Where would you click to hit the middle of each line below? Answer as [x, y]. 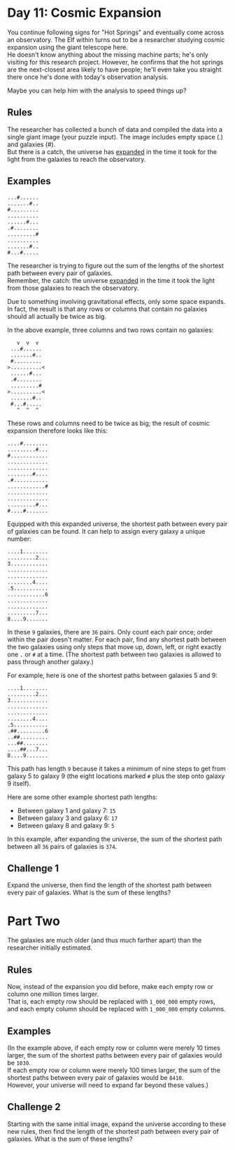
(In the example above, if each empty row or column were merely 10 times [114, 1048]
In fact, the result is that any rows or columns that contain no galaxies [107, 309]
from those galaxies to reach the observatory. [73, 288]
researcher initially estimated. [50, 948]
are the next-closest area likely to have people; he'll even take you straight [114, 69]
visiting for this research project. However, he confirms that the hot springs [115, 62]
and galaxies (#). [31, 144]
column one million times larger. [53, 994]
